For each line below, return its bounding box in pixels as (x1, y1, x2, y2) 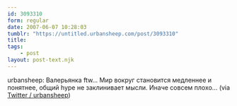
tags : (7, 43, 23, 50)
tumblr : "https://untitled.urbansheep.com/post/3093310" (7, 30, 179, 37)
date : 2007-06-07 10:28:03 (7, 23, 87, 30)
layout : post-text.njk (7, 57, 74, 64)
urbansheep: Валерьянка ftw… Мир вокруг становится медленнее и (7, 76, 212, 84)
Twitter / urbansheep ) (7, 90, 71, 99)
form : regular (7, 17, 50, 24)
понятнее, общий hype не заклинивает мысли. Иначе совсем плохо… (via (7, 83, 231, 92)
